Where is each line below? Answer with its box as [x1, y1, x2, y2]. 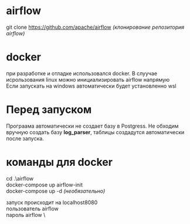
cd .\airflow [6, 175, 34, 182]
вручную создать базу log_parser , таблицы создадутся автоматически [6, 128, 185, 136]
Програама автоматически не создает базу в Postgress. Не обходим [6, 122, 179, 129]
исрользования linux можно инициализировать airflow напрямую [6, 76, 170, 83]
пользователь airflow [6, 205, 59, 212]
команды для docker [6, 156, 113, 169]
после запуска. [6, 135, 44, 142]
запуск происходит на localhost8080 [6, 199, 98, 206]
